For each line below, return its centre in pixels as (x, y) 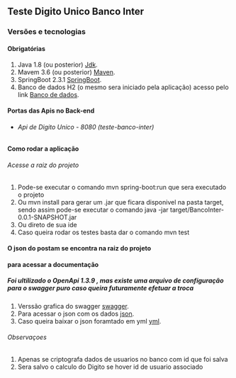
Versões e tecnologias (47, 32)
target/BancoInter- (197, 210)
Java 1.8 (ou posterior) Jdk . (57, 64)
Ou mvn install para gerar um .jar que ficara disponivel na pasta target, (120, 202)
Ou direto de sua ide (47, 224)
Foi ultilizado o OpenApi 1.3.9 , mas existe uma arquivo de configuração (116, 281)
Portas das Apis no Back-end (51, 111)
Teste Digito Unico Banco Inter (75, 12)
